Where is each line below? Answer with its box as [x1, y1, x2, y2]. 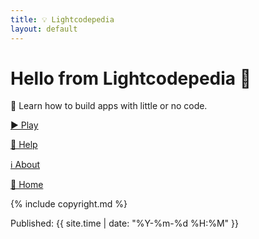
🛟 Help [10, 139, 38, 151]
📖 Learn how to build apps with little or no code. [10, 100, 208, 112]
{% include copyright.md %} [10, 198, 128, 210]
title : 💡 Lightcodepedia [10, 14, 115, 25]
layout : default [10, 24, 78, 34]
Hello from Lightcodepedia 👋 [10, 67, 252, 90]
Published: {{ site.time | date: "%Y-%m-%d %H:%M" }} [10, 217, 239, 230]
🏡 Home [10, 179, 44, 191]
